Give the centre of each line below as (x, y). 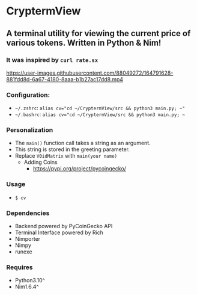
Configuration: (28, 95)
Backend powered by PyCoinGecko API (64, 226)
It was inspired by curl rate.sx (52, 60)
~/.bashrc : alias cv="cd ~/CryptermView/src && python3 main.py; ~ (100, 114)
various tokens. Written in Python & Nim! (84, 42)
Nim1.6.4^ (27, 287)
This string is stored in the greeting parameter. (72, 149)
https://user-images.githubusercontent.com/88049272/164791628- (90, 73)
